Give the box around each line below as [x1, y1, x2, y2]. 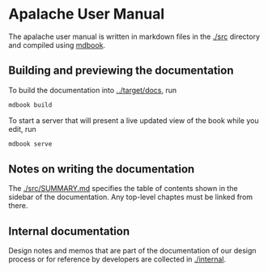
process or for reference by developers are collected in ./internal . [8, 254, 227, 264]
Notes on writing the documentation [8, 162, 195, 176]
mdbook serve [8, 139, 53, 148]
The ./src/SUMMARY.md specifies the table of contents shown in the [8, 184, 238, 193]
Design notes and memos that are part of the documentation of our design [8, 246, 257, 256]
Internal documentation [8, 224, 130, 238]
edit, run [8, 124, 36, 134]
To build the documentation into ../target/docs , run [8, 85, 177, 95]
